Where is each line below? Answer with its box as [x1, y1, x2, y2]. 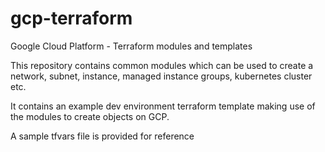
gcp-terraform [10, 7, 133, 30]
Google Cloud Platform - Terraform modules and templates [10, 40, 253, 52]
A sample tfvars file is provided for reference [10, 130, 195, 142]
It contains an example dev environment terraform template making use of [10, 100, 316, 112]
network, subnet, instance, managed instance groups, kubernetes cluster [10, 70, 313, 82]
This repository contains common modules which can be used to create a [10, 59, 314, 71]
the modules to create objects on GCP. [10, 110, 170, 122]
